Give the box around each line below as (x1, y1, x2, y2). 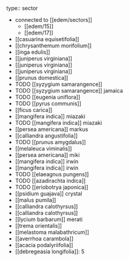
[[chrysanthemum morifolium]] (15, 42, 92, 49)
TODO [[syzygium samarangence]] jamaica (15, 87, 123, 94)
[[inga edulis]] (15, 48, 50, 56)
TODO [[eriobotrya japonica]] (15, 183, 89, 191)
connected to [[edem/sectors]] (15, 16, 93, 23)
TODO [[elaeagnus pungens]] (15, 171, 89, 177)
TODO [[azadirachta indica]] (15, 177, 86, 184)
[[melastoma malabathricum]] (15, 229, 90, 236)
